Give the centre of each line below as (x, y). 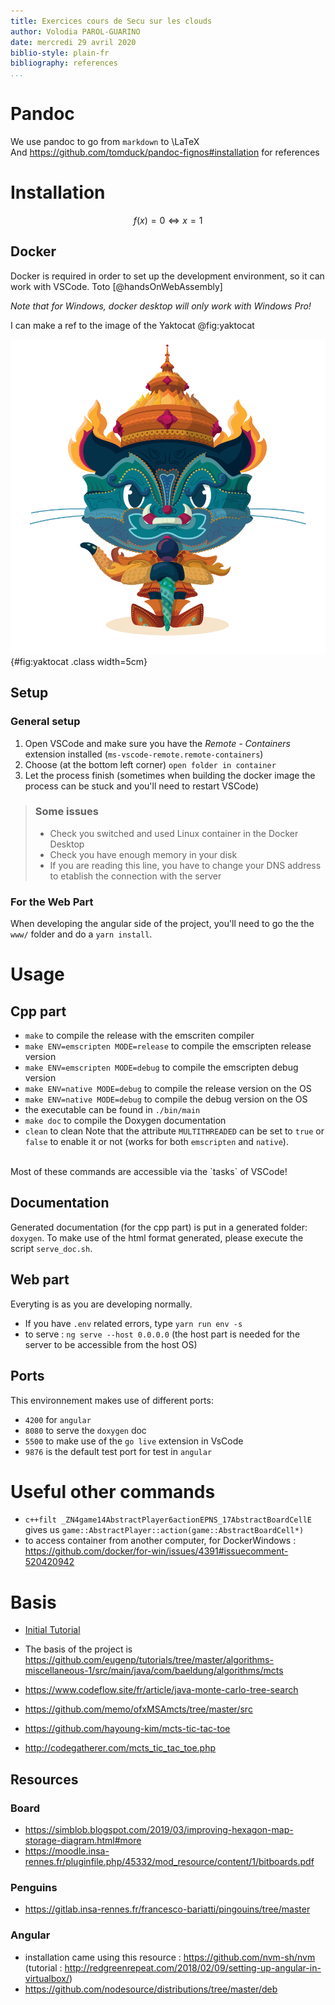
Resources (44, 1779)
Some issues (66, 812)
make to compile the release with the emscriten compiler (139, 1036)
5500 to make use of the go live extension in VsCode (134, 1441)
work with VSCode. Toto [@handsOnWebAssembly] (116, 286)
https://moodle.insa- (67, 1851)
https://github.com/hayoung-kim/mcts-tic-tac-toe (127, 1729)
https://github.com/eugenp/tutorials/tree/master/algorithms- (149, 1660)
